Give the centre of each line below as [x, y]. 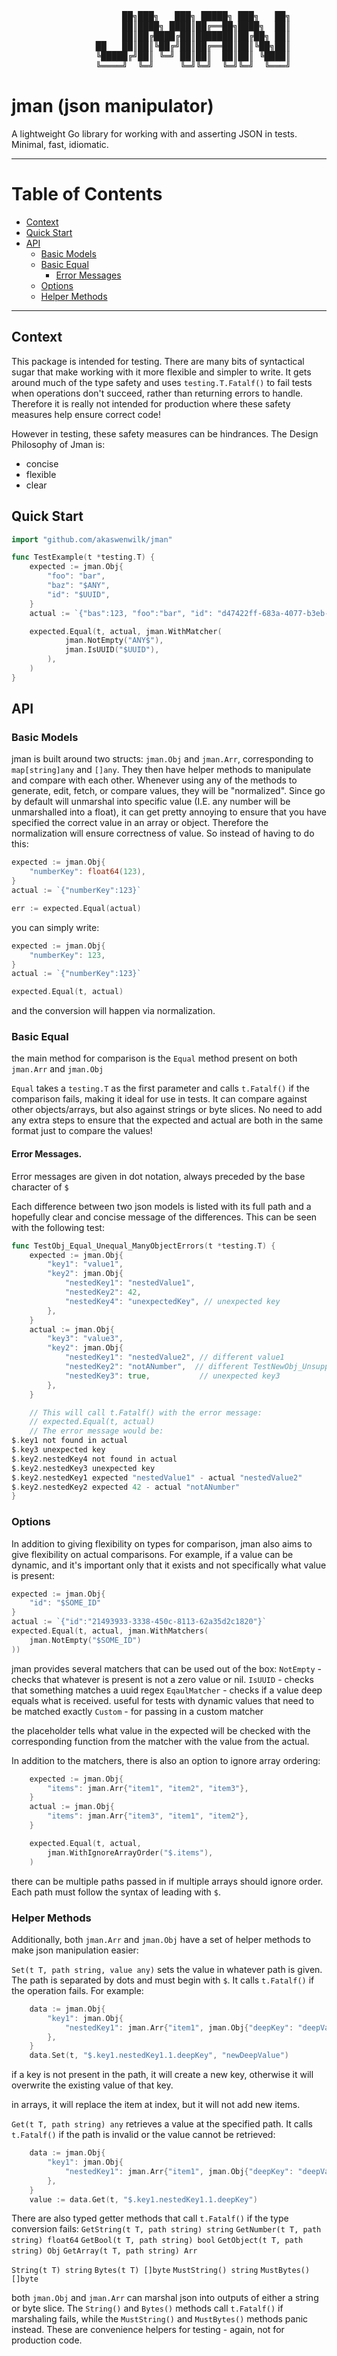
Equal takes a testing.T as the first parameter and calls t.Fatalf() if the [160, 1088]
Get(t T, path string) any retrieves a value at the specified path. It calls [162, 2124]
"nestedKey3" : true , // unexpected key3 [172, 1376]
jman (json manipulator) [112, 106]
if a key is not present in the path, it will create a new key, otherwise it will [162, 2075]
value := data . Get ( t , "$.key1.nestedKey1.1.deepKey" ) [143, 2199]
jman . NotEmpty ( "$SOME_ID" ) [85, 1640]
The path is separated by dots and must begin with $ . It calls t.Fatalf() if [163, 1980]
